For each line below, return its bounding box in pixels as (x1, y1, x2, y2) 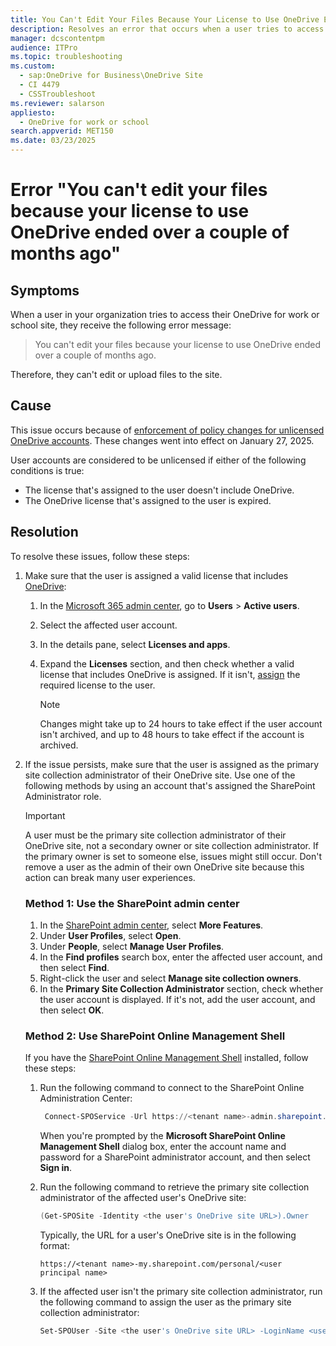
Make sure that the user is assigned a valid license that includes (24, 569, 289, 581)
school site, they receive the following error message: (10, 319, 232, 331)
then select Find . (39, 961, 110, 973)
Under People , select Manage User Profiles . (39, 940, 225, 952)
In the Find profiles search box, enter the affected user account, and (39, 951, 323, 963)
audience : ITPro (10, 42, 78, 53)
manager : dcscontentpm (10, 33, 105, 43)
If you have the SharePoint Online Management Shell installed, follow (24, 1052, 309, 1064)
